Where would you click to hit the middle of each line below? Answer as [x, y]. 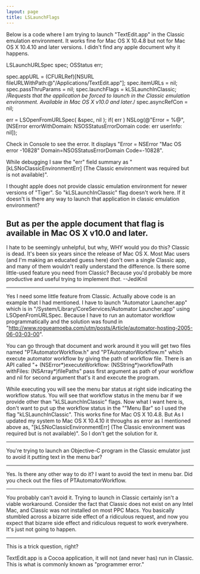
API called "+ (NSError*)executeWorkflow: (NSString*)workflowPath [90, 365]
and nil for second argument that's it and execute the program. [83, 378]
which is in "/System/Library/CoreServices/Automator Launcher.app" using [98, 309]
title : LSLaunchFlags [33, 17]
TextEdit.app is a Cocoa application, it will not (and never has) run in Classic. [100, 558]
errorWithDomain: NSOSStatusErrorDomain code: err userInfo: [106, 126]
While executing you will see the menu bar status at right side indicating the [99, 389]
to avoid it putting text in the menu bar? [54, 457]
